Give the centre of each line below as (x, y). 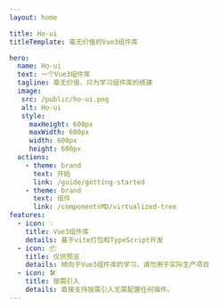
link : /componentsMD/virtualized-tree (105, 207)
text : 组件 (52, 199)
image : (29, 91)
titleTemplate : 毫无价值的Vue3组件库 (74, 42)
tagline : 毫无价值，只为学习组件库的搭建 (85, 83)
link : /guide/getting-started (89, 182)
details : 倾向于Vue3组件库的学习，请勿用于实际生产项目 (117, 265)
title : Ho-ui (33, 33)
